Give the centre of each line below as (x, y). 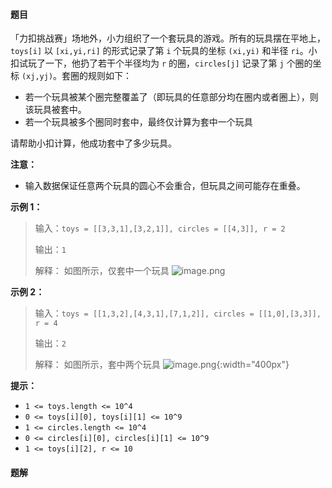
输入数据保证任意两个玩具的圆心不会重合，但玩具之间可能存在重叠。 (165, 186)
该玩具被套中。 (55, 110)
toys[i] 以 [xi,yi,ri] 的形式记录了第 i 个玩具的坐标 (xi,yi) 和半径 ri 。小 (164, 51)
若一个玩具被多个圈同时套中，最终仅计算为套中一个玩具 (138, 122)
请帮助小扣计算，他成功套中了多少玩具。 (93, 143)
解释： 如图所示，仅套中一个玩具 (102, 271)
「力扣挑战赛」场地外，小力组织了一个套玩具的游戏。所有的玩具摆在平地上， (168, 38)
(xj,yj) (37, 77)
